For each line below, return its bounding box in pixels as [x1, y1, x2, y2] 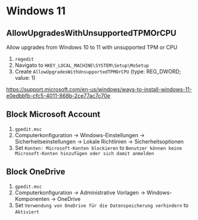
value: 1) [14, 75, 36, 81]
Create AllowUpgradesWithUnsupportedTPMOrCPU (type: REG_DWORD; [14, 68, 181, 75]
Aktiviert [14, 209, 40, 215]
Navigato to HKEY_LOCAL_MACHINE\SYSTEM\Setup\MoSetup [14, 61, 149, 69]
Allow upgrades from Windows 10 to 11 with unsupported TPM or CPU [6, 44, 178, 51]
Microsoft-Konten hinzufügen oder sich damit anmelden [14, 150, 154, 156]
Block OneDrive [6, 167, 66, 177]
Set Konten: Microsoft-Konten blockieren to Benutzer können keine [14, 144, 182, 151]
